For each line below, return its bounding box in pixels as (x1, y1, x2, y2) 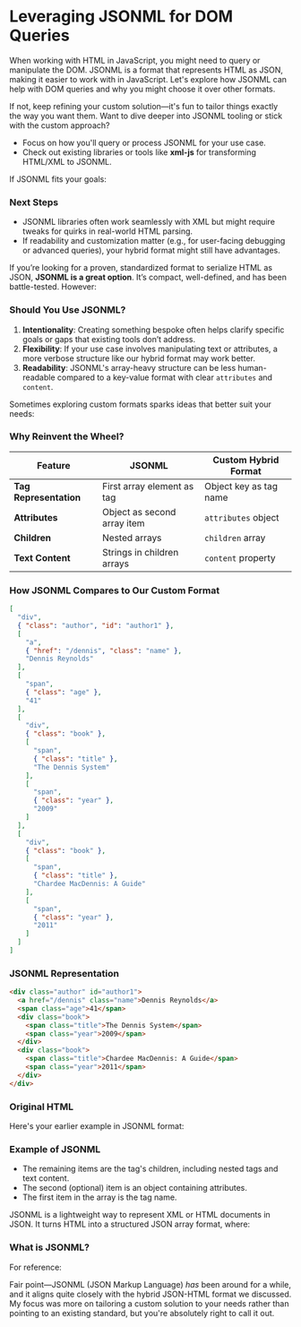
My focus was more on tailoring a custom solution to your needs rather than (9, 1297, 289, 1309)
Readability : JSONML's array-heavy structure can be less (21, 362, 236, 373)
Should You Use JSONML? (9, 304, 126, 316)
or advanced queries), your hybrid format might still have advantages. (21, 245, 280, 256)
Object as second (102, 505, 176, 518)
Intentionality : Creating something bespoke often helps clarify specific (21, 324, 285, 335)
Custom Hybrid (212, 453, 279, 466)
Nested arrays (102, 531, 162, 544)
